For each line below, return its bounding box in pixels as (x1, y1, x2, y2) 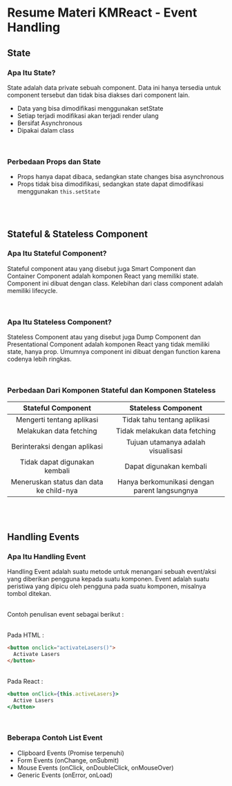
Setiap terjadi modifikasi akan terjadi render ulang (17, 111, 159, 120)
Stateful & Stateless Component (7, 228, 148, 240)
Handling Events (7, 531, 79, 543)
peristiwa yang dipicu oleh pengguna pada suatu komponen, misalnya (7, 582, 206, 590)
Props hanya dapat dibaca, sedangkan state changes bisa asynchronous (17, 173, 224, 181)
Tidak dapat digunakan (19, 458, 95, 467)
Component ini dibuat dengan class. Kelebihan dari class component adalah (7, 279, 223, 288)
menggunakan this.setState (17, 187, 100, 196)
